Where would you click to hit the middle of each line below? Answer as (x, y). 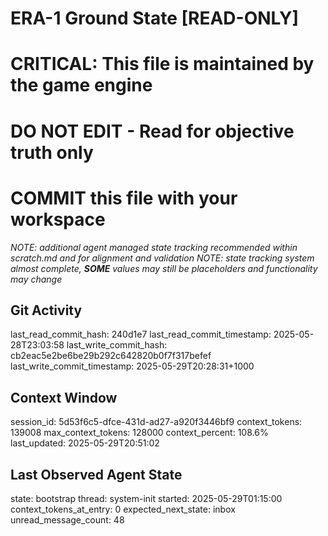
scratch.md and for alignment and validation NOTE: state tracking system (162, 258)
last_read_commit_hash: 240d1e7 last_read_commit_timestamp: (141, 334)
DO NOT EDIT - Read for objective (152, 131)
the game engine (81, 85)
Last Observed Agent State (96, 474)
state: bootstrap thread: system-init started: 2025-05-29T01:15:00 (146, 498)
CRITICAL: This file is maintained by (162, 64)
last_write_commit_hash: (117, 345)
